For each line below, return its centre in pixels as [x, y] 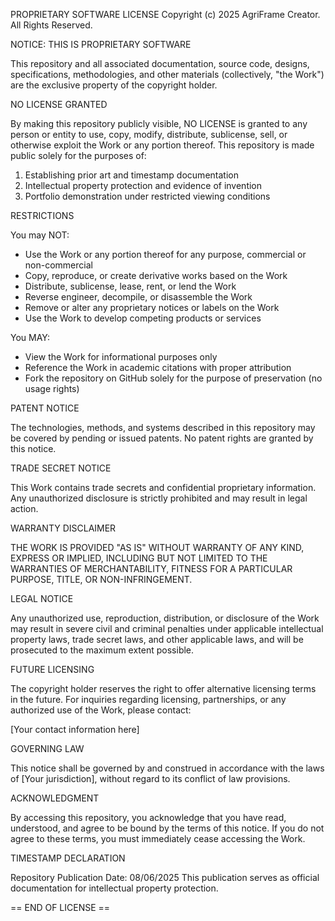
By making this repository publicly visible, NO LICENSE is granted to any [159, 123]
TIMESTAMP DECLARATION [68, 858]
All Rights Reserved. [51, 25]
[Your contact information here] [75, 729]
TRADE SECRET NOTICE [61, 468]
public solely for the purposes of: [78, 155]
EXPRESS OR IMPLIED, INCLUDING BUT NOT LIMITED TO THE [139, 558]
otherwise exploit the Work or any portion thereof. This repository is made [162, 145]
